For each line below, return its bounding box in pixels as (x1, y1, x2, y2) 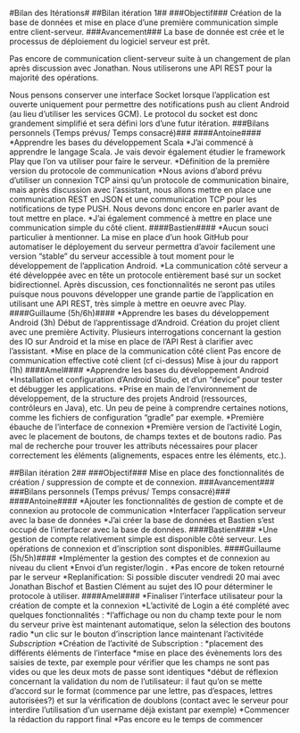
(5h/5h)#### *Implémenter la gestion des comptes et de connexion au (9, 553, 271, 563)
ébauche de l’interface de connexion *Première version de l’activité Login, (9, 421, 283, 432)
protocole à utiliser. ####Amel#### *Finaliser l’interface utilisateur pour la (9, 591, 283, 601)
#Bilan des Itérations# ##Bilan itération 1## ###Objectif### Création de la (9, 8, 282, 18)
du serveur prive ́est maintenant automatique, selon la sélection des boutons (9, 620, 291, 629)
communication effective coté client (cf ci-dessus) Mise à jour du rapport (9, 355, 279, 365)
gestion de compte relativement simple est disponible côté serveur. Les (9, 534, 272, 544)
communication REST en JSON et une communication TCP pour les (9, 194, 257, 204)
